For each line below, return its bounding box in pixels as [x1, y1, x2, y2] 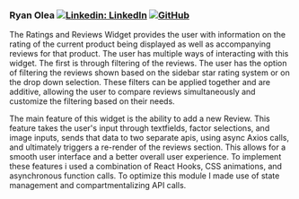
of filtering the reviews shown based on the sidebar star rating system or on [9, 67, 290, 78]
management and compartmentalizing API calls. [9, 180, 187, 191]
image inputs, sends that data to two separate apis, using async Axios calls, [9, 133, 290, 143]
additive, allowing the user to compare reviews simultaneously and [9, 86, 256, 98]
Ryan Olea [9, 9, 56, 22]
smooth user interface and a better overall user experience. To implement [9, 151, 282, 162]
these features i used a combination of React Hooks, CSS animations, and [9, 161, 283, 172]
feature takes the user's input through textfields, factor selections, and [9, 123, 270, 134]
